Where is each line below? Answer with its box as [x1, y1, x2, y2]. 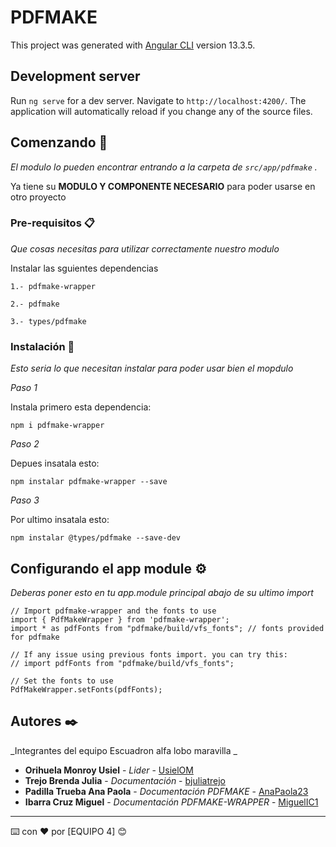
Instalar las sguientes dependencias [10, 262, 159, 274]
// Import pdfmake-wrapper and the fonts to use [10, 606, 217, 616]
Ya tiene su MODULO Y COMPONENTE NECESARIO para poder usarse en [10, 180, 316, 192]
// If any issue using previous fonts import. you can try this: [10, 649, 288, 660]
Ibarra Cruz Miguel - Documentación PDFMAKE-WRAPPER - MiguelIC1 [24, 796, 319, 808]
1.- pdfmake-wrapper [10, 281, 97, 291]
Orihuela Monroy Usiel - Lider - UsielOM [24, 764, 194, 776]
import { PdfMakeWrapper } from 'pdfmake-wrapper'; [10, 614, 230, 625]
